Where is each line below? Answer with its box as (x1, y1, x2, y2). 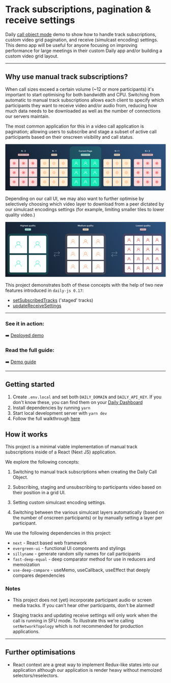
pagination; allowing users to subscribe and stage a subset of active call (5, 129, 157, 135)
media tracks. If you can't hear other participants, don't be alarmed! (12, 602, 155, 608)
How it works (5, 430, 48, 439)
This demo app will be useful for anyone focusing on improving (5, 42, 137, 48)
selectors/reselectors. (12, 672, 59, 678)
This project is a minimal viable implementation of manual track (5, 444, 137, 450)
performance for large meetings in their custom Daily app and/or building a (5, 47, 162, 54)
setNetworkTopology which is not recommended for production (12, 623, 144, 629)
